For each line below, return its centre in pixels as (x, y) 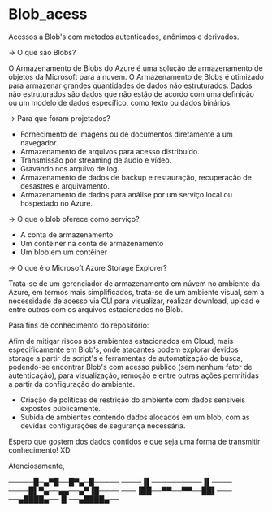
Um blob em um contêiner (64, 252)
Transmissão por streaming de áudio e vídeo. (96, 160)
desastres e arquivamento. (65, 186)
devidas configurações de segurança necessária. (103, 425)
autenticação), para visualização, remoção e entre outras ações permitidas (134, 375)
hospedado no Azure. (56, 203)
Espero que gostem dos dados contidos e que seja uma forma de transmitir (134, 441)
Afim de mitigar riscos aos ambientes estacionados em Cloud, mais (121, 341)
